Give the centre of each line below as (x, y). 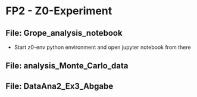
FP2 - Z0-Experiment (59, 11)
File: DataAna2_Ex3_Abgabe (60, 86)
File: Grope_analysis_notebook (64, 33)
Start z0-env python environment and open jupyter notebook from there (102, 47)
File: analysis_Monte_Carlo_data (67, 66)
